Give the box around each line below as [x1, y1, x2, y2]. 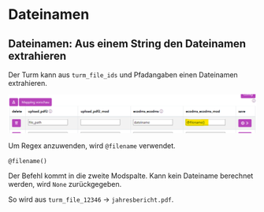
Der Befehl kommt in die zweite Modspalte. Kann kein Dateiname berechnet [8, 171, 254, 180]
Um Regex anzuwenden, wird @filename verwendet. [8, 141, 176, 151]
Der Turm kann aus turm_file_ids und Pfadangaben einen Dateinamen [8, 70, 238, 80]
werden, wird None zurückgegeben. [8, 180, 122, 189]
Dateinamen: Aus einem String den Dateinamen [8, 37, 247, 50]
